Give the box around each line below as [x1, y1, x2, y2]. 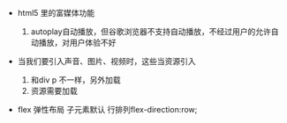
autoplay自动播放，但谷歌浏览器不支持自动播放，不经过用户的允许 [30, 26, 272, 37]
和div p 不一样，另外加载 [30, 75, 121, 85]
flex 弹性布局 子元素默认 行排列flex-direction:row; [17, 105, 198, 114]
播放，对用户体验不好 [38, 38, 117, 47]
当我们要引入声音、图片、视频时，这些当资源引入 [17, 56, 196, 66]
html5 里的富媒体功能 [17, 8, 95, 18]
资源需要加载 [30, 86, 78, 96]
